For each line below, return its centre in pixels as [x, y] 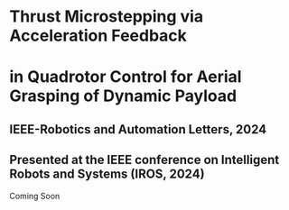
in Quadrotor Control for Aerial [126, 77]
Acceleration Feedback [98, 36]
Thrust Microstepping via [107, 17]
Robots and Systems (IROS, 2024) [107, 174]
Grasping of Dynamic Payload [123, 96]
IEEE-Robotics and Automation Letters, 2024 [138, 129]
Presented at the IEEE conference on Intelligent [144, 160]
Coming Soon [35, 196]
